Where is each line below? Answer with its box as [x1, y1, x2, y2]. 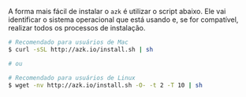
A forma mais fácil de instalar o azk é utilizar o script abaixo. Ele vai [8, 7, 226, 16]
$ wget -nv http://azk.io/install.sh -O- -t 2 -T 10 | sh [8, 81, 203, 89]
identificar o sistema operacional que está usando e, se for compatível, [8, 15, 239, 24]
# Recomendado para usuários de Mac [8, 38, 129, 46]
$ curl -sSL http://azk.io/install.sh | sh [8, 45, 154, 53]
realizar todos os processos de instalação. [8, 23, 146, 32]
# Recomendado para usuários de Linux [8, 74, 136, 81]
